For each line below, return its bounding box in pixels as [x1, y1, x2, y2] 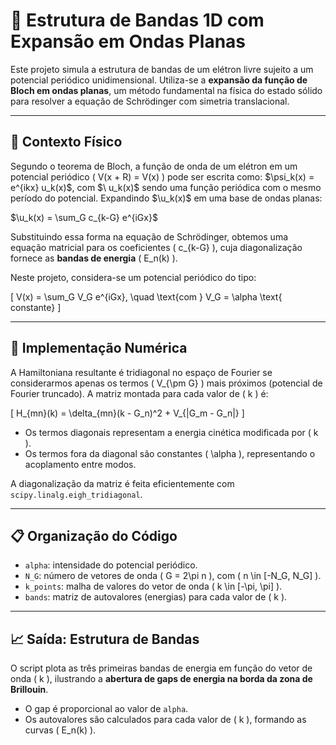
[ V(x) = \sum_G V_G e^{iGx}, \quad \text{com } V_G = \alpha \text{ [10, 290, 283, 303]
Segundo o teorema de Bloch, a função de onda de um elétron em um [10, 160, 298, 172]
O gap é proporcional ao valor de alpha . [24, 703, 189, 715]
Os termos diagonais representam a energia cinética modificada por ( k [24, 426, 319, 438]
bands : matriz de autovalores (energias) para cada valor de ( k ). [24, 591, 288, 603]
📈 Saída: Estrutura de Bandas [10, 630, 200, 648]
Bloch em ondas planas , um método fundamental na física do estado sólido [10, 84, 323, 96]
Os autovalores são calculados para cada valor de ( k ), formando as [24, 714, 307, 726]
